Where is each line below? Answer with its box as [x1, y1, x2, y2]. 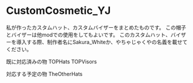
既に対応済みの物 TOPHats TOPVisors [6, 58, 98, 65]
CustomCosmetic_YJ [6, 4, 111, 17]
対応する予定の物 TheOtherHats [6, 70, 83, 77]
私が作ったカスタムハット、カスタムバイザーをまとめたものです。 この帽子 [6, 24, 187, 31]
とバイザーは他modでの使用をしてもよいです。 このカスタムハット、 [6, 31, 171, 38]
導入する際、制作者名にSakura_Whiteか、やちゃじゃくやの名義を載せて [16, 38, 188, 45]
